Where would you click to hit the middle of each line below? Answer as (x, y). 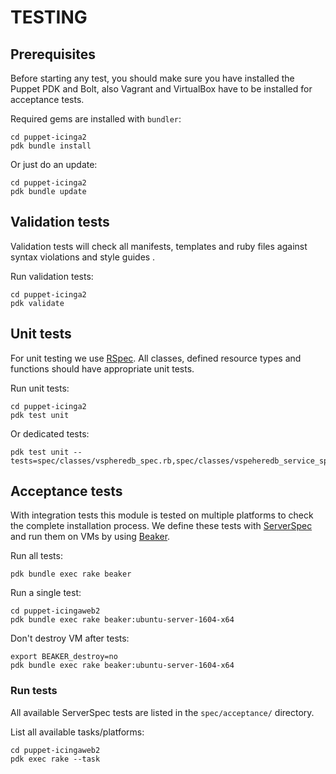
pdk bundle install (51, 146)
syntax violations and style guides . (83, 257)
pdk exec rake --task (55, 759)
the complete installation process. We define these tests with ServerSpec (161, 526)
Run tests (34, 691)
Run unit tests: (40, 388)
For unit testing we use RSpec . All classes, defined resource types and (156, 358)
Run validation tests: (52, 276)
